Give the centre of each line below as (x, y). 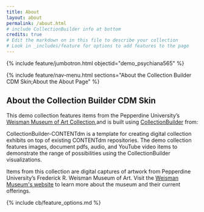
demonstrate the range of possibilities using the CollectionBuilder (88, 153)
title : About (23, 12)
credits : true (24, 35)
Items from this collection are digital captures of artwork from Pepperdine (99, 171)
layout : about (24, 18)
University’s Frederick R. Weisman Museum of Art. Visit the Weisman (92, 178)
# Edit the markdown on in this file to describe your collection (92, 40)
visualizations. (24, 160)
